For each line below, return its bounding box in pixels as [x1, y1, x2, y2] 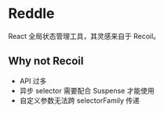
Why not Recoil [8, 55, 84, 68]
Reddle [8, 5, 55, 23]
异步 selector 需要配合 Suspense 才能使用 [19, 86, 155, 95]
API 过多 [19, 76, 47, 86]
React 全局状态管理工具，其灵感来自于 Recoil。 [8, 31, 161, 41]
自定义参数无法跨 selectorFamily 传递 [19, 95, 140, 105]
